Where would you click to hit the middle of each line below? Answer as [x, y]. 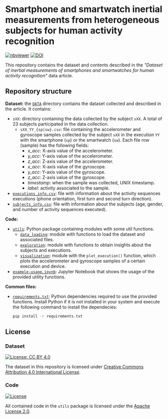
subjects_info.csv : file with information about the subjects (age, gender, [88, 204]
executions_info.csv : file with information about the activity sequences [87, 193]
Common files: [21, 286]
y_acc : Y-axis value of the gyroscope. [66, 172]
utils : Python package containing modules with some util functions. [83, 229]
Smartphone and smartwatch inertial [84, 9]
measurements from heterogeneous [82, 20]
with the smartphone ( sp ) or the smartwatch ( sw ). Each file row [85, 140]
